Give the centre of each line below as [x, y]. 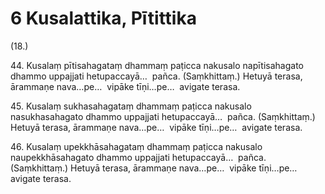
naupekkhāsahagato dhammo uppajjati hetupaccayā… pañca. [138, 157]
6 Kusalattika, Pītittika [103, 18]
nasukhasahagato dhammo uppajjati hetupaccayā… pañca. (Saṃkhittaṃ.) [163, 116]
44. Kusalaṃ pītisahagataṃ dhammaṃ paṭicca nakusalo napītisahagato [157, 65]
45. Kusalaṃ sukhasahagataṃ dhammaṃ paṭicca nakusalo [131, 106]
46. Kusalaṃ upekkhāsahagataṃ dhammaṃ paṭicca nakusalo [136, 146]
